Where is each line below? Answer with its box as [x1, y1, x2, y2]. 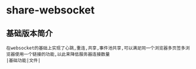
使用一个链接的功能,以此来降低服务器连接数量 [14, 51, 110, 57]
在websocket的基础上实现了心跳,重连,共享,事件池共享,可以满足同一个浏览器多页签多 [6, 45, 186, 51]
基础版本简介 [6, 28, 53, 38]
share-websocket [6, 4, 95, 17]
